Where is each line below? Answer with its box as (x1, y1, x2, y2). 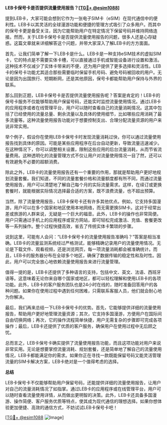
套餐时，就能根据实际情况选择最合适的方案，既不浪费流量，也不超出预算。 (5, 188, 158, 194)
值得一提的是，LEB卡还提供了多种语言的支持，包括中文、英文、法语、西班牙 (5, 269, 162, 275)
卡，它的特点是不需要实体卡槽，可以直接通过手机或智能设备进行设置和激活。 (5, 57, 162, 63)
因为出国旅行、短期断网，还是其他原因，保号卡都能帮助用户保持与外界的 (13, 75, 162, 81)
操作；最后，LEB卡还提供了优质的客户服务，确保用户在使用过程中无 (5, 323, 144, 329)
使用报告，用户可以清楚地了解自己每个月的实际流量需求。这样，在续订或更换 (5, 182, 162, 188)
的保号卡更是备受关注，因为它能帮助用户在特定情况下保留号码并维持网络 (5, 28, 153, 34)
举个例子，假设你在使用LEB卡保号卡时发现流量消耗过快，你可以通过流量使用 (5, 134, 162, 140)
